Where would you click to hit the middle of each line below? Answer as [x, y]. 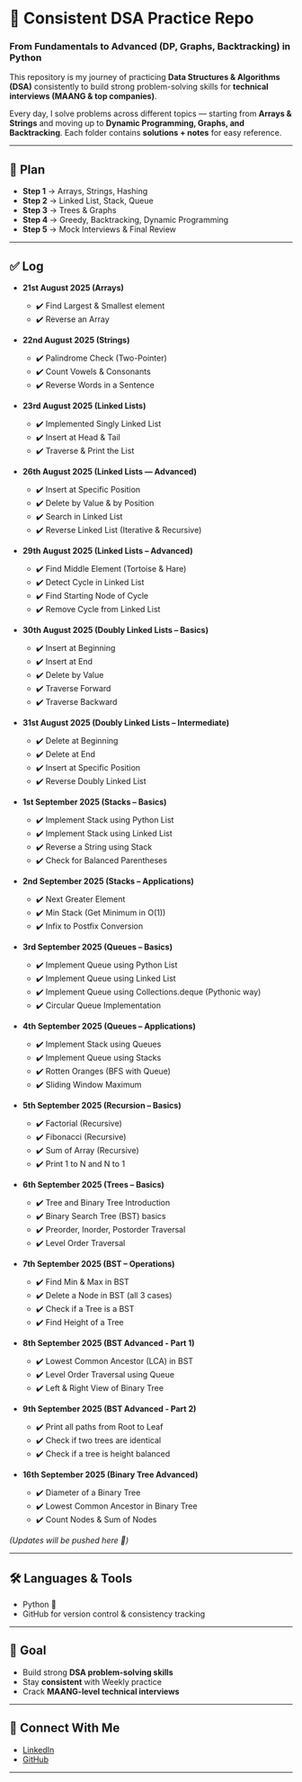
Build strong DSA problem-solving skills [98, 1672]
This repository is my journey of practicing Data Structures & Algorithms [145, 77]
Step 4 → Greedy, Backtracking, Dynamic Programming [125, 220]
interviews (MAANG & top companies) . [83, 96]
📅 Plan [27, 169]
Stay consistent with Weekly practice [92, 1681]
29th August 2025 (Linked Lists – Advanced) [107, 551]
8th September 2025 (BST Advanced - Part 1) [108, 1343]
